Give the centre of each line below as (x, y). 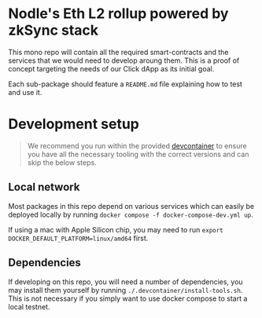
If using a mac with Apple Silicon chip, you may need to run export (116, 229)
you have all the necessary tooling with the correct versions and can (138, 154)
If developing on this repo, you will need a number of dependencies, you (125, 281)
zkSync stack (54, 30)
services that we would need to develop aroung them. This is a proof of (124, 60)
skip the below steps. (62, 163)
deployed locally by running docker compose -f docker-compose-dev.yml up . (131, 214)
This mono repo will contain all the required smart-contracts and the (118, 52)
